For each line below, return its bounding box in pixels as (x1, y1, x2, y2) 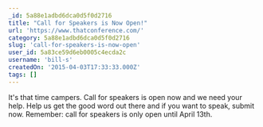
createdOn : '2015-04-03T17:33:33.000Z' (8, 63, 141, 71)
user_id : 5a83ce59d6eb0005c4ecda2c (8, 48, 127, 56)
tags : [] (8, 71, 37, 79)
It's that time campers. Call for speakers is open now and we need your (8, 92, 243, 102)
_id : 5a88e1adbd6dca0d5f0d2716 (8, 11, 112, 20)
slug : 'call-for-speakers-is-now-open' (8, 41, 141, 49)
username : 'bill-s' (8, 56, 73, 64)
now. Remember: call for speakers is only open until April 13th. (8, 109, 213, 119)
